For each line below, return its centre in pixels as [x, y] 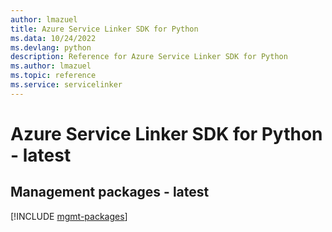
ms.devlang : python [51, 47]
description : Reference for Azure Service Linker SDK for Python [149, 57]
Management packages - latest [110, 192]
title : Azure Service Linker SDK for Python [104, 29]
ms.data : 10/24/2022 [53, 38]
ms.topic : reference [53, 76]
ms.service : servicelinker [66, 85]
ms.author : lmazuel [51, 66]
